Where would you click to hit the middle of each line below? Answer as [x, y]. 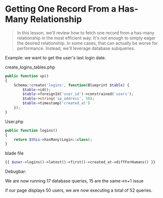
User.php [14, 121]
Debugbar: [16, 172]
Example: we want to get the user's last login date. [55, 57]
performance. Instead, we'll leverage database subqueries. [76, 48]
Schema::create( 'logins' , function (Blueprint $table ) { [72, 85]
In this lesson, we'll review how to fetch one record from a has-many [86, 33]
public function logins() [31, 130]
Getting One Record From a [61, 9]
